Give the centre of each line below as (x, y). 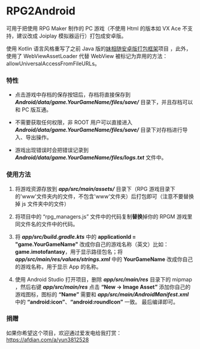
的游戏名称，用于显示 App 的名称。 (58, 266)
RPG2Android (41, 11)
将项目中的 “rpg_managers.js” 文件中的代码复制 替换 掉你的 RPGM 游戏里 (104, 216)
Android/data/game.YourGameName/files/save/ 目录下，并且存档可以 (104, 102)
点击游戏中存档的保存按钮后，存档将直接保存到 (72, 95)
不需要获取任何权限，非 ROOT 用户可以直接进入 (74, 122)
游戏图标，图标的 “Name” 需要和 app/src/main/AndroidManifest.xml (102, 294)
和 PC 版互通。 (33, 110)
